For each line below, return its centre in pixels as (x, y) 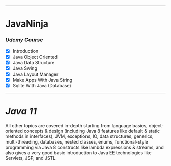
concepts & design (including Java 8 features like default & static (92, 131)
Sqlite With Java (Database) (42, 85)
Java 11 (21, 112)
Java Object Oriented (35, 57)
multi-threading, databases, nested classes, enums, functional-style (77, 141)
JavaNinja (27, 24)
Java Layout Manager (35, 74)
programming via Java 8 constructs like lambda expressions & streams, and (84, 147)
